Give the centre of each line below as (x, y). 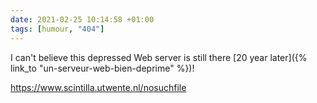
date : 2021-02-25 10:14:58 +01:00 (82, 19)
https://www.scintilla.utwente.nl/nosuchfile (98, 87)
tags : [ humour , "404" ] (57, 29)
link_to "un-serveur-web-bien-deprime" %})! (102, 68)
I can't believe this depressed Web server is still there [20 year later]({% (159, 57)
